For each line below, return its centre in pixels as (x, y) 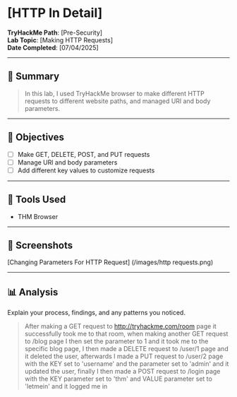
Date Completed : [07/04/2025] (53, 47)
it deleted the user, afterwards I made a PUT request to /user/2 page (124, 356)
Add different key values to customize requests (86, 170)
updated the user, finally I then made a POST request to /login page (122, 372)
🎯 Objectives (36, 137)
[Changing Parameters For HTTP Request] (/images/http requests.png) (110, 262)
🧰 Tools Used (37, 200)
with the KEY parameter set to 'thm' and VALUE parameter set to (119, 379)
